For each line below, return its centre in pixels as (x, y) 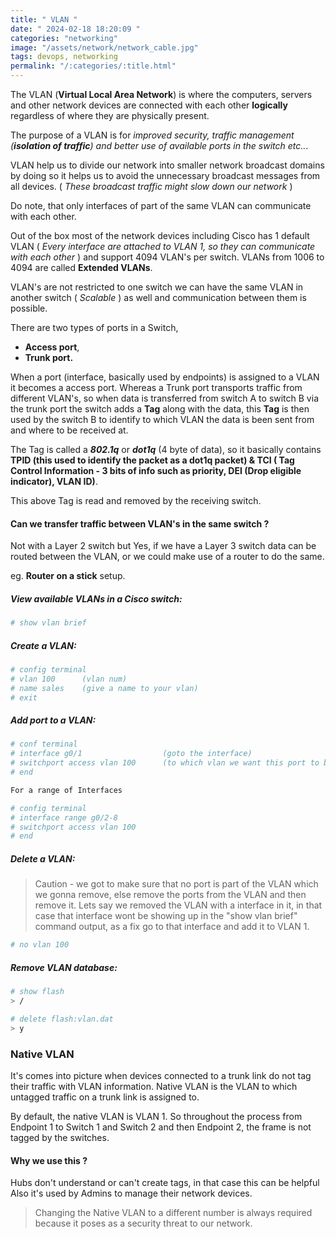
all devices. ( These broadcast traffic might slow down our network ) (151, 186)
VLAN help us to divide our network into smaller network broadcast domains (167, 165)
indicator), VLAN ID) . (54, 481)
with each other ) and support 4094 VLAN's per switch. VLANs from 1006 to (167, 257)
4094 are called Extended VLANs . (81, 267)
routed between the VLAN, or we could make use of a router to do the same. (167, 557)
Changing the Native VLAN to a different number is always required (173, 1213)
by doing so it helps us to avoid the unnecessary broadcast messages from (165, 175)
